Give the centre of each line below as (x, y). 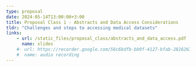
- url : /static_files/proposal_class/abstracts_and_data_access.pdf (101, 38)
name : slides (37, 44)
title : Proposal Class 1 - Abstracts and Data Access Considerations (92, 22)
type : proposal (24, 11)
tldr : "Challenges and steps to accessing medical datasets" (82, 28)
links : (14, 33)
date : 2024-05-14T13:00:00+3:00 (45, 17)
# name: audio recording (48, 55)
